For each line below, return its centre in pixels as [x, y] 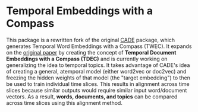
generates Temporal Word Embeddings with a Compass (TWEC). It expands [99, 46]
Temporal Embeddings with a [80, 11]
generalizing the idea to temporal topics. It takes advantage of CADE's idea [98, 65]
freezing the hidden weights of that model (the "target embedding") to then [98, 78]
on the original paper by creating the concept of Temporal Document [91, 52]
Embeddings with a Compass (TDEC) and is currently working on [87, 59]
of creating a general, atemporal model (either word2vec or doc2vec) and [96, 71]
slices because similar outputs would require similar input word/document [97, 90]
